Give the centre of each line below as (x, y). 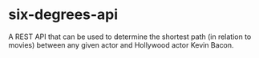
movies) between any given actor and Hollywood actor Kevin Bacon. (121, 44)
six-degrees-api (63, 15)
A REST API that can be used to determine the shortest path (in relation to (130, 37)
